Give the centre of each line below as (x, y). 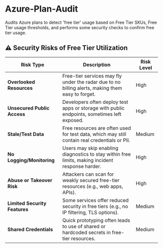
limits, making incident (88, 160)
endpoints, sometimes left (92, 114)
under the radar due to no (91, 82)
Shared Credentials (30, 229)
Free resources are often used (97, 128)
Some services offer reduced (96, 200)
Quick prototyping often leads (96, 220)
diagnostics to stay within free (97, 154)
